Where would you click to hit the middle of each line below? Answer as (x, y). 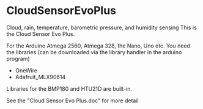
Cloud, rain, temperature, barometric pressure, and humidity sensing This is (102, 27)
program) (18, 58)
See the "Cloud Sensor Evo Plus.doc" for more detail (72, 100)
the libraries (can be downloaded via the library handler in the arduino (94, 52)
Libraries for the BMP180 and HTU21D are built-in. (69, 88)
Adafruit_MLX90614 (40, 77)
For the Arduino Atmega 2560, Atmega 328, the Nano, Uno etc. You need (98, 46)
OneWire (26, 70)
